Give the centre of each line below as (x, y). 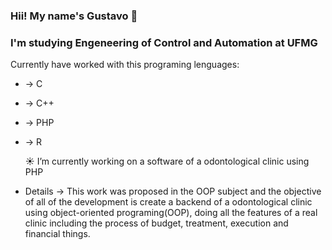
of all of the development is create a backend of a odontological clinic (168, 202)
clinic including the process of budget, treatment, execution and (156, 223)
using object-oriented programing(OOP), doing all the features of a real (171, 213)
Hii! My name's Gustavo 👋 (74, 16)
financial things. (57, 234)
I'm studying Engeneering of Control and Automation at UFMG (164, 42)
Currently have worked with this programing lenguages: (125, 65)
